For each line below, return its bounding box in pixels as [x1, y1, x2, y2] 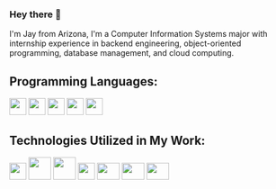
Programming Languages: [9, 74, 158, 89]
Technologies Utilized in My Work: [9, 132, 206, 148]
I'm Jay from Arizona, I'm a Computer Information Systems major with [9, 29, 268, 40]
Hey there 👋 [9, 8, 61, 21]
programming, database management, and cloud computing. [9, 48, 235, 58]
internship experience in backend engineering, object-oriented [9, 38, 242, 49]
